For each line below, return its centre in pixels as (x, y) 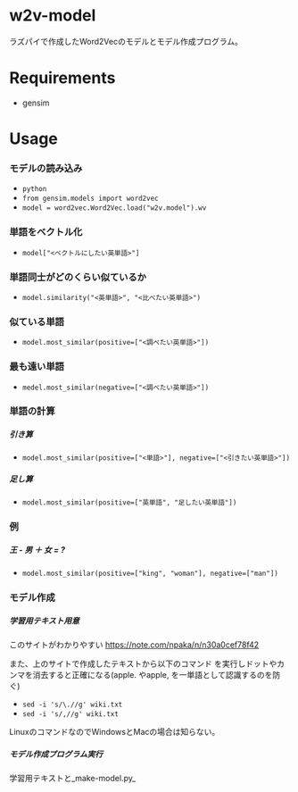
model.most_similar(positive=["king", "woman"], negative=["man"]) (150, 574)
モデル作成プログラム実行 (56, 754)
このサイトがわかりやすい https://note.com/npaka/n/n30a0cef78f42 (134, 645)
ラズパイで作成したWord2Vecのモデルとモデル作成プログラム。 (126, 41)
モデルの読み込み (46, 168)
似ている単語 (37, 321)
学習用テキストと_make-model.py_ (73, 779)
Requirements (62, 78)
